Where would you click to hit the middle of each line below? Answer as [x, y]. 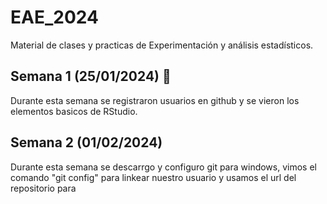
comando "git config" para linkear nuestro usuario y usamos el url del [153, 177]
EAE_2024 [54, 17]
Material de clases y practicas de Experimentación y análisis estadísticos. [162, 45]
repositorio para [43, 188]
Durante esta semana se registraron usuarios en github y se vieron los [155, 100]
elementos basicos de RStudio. [74, 111]
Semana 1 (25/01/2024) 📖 [91, 76]
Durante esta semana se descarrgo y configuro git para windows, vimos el [163, 167]
